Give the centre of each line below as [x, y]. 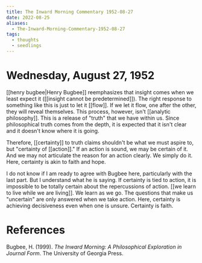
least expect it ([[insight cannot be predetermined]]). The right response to [99, 99]
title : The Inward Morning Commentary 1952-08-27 [70, 12]
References [36, 230]
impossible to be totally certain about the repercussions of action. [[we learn [101, 186]
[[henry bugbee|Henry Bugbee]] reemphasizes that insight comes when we [100, 92]
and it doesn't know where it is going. [53, 131]
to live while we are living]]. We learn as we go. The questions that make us [100, 193]
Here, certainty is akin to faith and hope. [56, 161]
